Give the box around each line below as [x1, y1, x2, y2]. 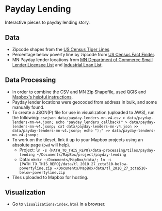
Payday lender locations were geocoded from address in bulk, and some [12, 99, 157, 105]
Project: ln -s [19, 147, 47, 153]
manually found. [12, 104, 45, 110]
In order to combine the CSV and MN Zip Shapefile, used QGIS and [12, 89, 146, 95]
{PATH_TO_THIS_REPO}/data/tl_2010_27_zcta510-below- [19, 162, 129, 166]
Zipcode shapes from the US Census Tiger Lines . [12, 46, 111, 52]
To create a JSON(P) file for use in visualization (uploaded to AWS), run [12, 109, 155, 115]
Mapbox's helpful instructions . [12, 94, 73, 100]
